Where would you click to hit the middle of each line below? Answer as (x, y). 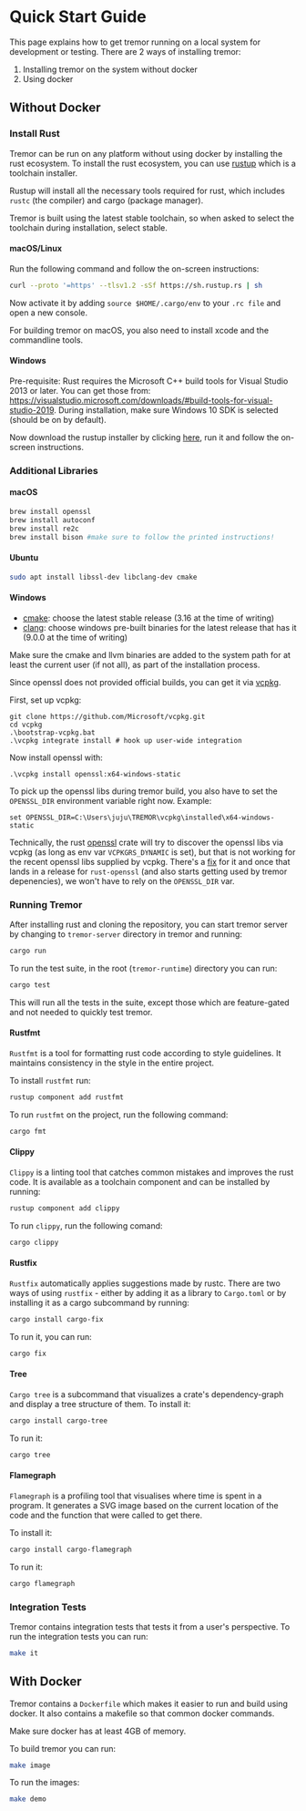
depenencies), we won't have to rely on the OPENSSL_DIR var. (122, 880)
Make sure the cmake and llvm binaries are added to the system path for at (150, 654)
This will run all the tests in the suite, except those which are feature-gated (149, 1002)
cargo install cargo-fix (56, 1319)
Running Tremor (46, 904)
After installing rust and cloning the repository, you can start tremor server (149, 925)
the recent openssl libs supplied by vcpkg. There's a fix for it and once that (150, 861)
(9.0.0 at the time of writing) (75, 637)
